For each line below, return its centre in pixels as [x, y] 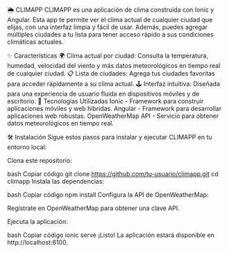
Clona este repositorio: [40, 160]
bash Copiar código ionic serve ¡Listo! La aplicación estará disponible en [111, 235]
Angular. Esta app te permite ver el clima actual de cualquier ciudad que [110, 20]
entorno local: [27, 147]
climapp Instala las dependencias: [56, 181]
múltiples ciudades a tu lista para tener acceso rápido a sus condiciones [110, 34]
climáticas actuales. [35, 42]
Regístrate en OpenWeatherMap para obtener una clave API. [94, 208]
